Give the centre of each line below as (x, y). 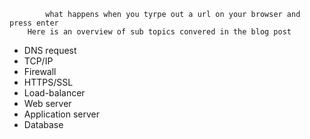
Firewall (40, 71)
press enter (34, 23)
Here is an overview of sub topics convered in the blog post (159, 32)
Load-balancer (54, 93)
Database (43, 124)
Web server (47, 103)
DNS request (50, 50)
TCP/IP (38, 61)
